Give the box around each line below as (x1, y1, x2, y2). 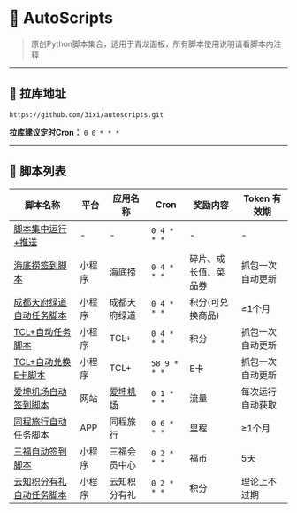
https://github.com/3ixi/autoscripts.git (9, 110, 164, 119)
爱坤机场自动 (13, 385, 68, 398)
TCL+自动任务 (13, 325, 72, 338)
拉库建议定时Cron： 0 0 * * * (9, 127, 120, 137)
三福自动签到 (13, 445, 68, 457)
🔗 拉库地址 (9, 86, 66, 101)
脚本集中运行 (13, 222, 68, 235)
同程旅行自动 (13, 416, 68, 428)
